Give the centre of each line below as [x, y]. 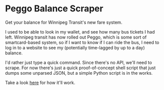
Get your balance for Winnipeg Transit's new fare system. [64, 22]
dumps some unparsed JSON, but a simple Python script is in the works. [79, 73]
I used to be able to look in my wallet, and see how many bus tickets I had [80, 32]
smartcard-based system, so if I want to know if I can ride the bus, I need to [82, 42]
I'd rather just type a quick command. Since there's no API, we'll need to [79, 62]
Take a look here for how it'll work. [40, 83]
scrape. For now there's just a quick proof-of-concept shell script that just [80, 68]
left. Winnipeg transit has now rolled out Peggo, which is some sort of [76, 37]
